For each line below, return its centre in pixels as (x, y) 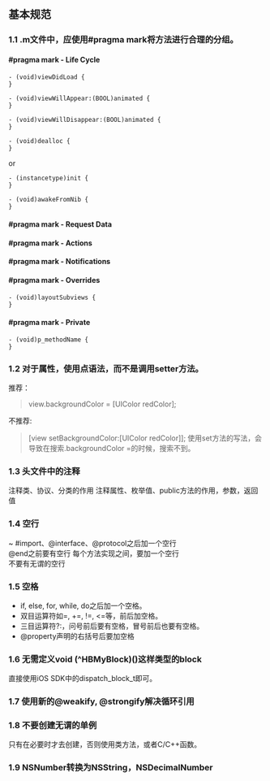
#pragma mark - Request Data (60, 224)
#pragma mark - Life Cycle (54, 59)
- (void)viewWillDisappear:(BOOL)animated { (85, 119)
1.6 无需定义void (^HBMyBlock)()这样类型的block (105, 659)
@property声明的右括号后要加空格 (77, 636)
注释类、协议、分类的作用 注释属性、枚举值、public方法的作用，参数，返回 (133, 491)
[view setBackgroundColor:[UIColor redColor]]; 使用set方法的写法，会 (145, 438)
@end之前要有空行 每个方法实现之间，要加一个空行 (94, 553)
